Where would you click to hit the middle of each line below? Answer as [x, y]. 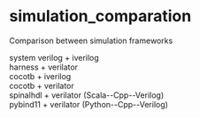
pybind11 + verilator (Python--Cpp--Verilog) [88, 104]
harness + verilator [43, 67]
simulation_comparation [100, 16]
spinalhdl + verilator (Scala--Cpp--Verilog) [87, 95]
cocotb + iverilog [40, 76]
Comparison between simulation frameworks [91, 41]
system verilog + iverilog [54, 57]
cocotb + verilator [42, 85]
